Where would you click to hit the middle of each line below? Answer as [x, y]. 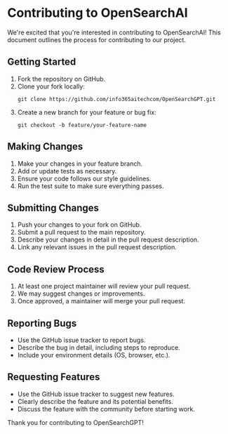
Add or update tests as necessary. [67, 171]
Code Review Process [56, 269]
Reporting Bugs [42, 323]
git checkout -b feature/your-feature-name [82, 125]
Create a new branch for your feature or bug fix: [87, 112]
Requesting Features [54, 377]
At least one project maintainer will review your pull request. [104, 287]
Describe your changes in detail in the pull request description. [108, 239]
